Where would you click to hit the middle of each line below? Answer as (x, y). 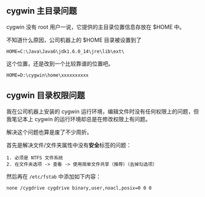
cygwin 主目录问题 (42, 11)
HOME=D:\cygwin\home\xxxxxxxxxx (47, 75)
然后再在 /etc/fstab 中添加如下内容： (54, 176)
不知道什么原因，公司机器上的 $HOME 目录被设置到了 (74, 40)
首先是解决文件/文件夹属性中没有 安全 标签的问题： (69, 145)
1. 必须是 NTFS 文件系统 (35, 158)
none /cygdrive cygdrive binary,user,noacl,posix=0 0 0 (79, 188)
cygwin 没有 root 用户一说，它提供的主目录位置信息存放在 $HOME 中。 (96, 27)
